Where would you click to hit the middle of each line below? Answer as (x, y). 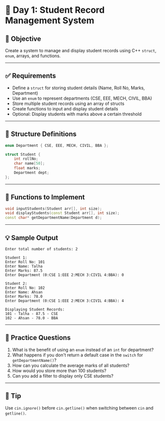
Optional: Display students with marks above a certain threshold (77, 114)
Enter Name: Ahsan (24, 292)
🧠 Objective (23, 39)
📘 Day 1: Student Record (55, 10)
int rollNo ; (26, 159)
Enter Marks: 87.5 (24, 271)
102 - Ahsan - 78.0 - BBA (31, 318)
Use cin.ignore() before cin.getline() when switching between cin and (79, 408)
